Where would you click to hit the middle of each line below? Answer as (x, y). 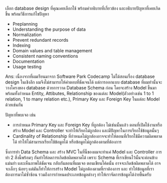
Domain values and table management (52, 51)
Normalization (27, 35)
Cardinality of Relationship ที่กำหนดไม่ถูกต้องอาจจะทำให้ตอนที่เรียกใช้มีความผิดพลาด (87, 136)
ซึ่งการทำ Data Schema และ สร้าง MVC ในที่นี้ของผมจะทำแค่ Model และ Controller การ (83, 152)
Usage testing (27, 67)
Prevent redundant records (40, 40)
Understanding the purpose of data (49, 29)
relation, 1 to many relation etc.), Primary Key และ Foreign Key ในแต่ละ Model (82, 99)
